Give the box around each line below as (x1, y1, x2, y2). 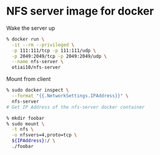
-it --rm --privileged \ (12, 41, 75, 48)
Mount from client (6, 75, 51, 83)
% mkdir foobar (6, 115, 45, 121)
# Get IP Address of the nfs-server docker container (6, 104, 145, 110)
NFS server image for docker (6, 4, 155, 18)
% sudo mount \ (6, 120, 45, 127)
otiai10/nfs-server (12, 64, 61, 71)
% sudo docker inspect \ (6, 87, 69, 94)
